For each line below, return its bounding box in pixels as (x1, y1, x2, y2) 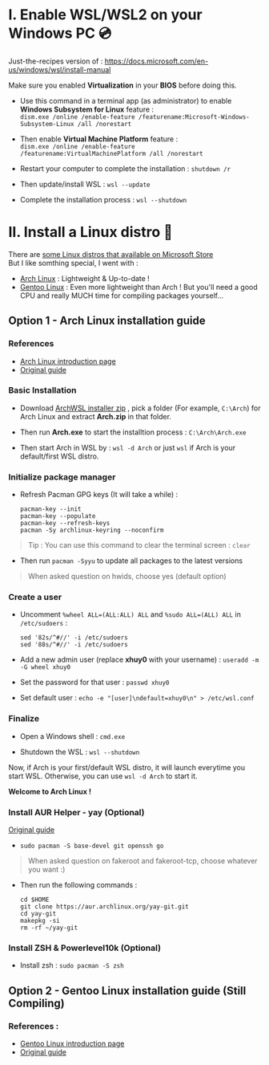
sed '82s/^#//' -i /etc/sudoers (19, 634, 128, 642)
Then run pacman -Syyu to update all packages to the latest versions (19, 556, 243, 565)
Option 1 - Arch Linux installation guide (8, 314, 206, 328)
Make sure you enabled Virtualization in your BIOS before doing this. (8, 80, 238, 90)
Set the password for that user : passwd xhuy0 (19, 677, 170, 688)
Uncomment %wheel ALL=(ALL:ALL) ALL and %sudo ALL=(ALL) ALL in (19, 610, 242, 619)
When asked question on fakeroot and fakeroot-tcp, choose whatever (27, 856, 258, 866)
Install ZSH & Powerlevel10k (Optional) (8, 942, 162, 953)
